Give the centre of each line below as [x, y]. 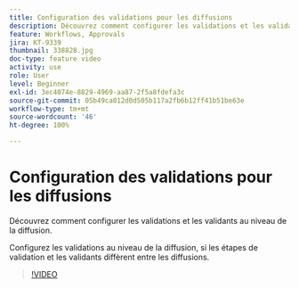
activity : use [36, 68]
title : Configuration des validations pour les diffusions [121, 17]
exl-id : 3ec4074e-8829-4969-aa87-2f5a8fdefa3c [97, 92]
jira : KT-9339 [36, 42]
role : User [29, 76]
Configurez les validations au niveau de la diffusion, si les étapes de [133, 247]
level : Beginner [39, 84]
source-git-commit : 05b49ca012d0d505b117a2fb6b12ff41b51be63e [127, 100]
